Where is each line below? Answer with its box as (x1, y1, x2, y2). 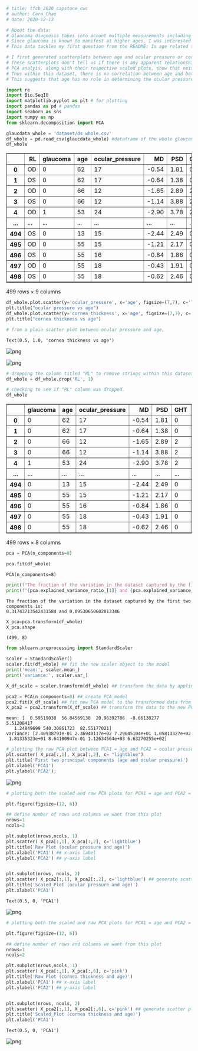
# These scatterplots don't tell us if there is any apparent (6, 60, 162, 66)
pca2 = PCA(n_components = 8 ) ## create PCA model (6, 693, 128, 699)
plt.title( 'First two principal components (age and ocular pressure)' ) (6, 757, 189, 763)
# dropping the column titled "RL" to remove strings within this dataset (6, 371, 194, 376)
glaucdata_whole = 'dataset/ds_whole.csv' (6, 130, 112, 136)
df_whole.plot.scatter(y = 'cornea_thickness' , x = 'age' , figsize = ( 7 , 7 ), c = (6, 310, 192, 316)
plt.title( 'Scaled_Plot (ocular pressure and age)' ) (6, 882, 138, 888)
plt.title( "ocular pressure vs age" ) (6, 305, 99, 311)
